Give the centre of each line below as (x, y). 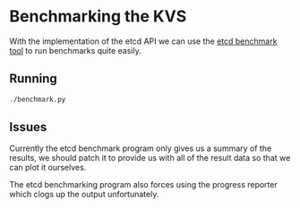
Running (34, 79)
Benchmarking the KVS (98, 17)
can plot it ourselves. (48, 168)
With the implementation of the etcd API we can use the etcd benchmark (143, 41)
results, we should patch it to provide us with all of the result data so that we (150, 158)
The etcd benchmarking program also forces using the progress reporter (143, 185)
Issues (28, 127)
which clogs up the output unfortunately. (84, 195)
